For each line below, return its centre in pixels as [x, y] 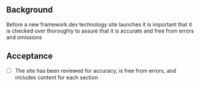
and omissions [24, 37]
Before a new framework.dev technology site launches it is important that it [99, 24]
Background [29, 10]
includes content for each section [56, 77]
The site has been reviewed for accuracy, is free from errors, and [95, 70]
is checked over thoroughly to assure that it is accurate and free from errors [100, 31]
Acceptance [29, 56]
